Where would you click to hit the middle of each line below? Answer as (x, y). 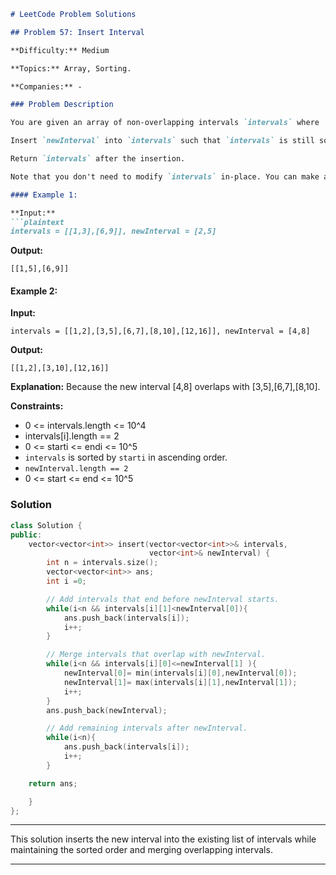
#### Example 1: (44, 195)
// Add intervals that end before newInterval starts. (163, 599)
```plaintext (37, 222)
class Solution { (46, 525)
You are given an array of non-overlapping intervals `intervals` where (165, 123)
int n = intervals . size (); (102, 563)
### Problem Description (62, 105)
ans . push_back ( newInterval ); (107, 710)
